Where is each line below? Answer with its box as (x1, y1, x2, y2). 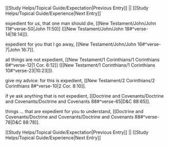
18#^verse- (124, 26, 148, 32)
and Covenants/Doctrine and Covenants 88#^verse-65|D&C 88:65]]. (5, 98, 151, 104)
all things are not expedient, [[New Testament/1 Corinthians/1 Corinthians (5, 57, 160, 63)
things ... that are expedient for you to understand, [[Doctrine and (5, 108, 144, 114)
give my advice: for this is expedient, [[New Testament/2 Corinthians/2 (5, 78, 155, 83)
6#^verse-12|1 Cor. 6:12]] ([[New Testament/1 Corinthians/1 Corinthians (5, 62, 156, 68)
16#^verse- (137, 41, 161, 47)
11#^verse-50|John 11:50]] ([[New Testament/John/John (5, 26, 124, 32)
